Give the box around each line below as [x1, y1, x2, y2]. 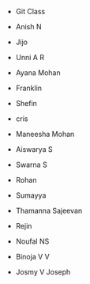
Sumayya [15, 191, 47, 200]
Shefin [15, 99, 38, 108]
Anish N [15, 22, 42, 31]
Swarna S [15, 160, 47, 169]
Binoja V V [15, 252, 50, 261]
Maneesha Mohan [15, 130, 75, 138]
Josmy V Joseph [15, 267, 71, 276]
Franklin [15, 83, 42, 93]
